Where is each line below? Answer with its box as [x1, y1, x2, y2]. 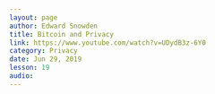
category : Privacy [9, 47, 78, 56]
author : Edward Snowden [9, 21, 99, 30]
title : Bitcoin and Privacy [9, 30, 115, 38]
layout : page [9, 13, 58, 22]
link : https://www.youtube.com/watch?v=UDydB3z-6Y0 [9, 38, 206, 47]
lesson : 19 [9, 64, 50, 73]
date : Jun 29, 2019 [9, 55, 82, 64]
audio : [9, 72, 34, 81]
